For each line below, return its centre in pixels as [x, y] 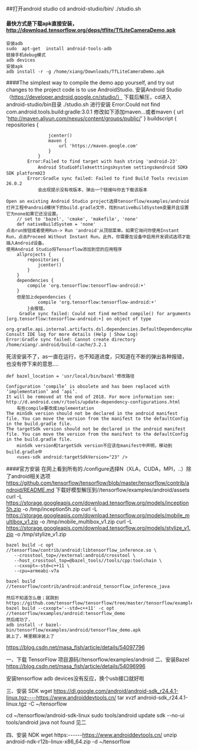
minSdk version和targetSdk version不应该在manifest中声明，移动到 [95, 446]
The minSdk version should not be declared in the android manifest [92, 414]
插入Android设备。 [27, 243]
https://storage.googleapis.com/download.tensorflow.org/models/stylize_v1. [98, 528]
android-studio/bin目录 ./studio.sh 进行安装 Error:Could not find [83, 105]
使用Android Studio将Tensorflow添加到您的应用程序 [64, 250]
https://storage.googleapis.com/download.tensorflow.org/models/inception [98, 503]
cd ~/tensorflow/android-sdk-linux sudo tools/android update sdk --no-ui [95, 716]
